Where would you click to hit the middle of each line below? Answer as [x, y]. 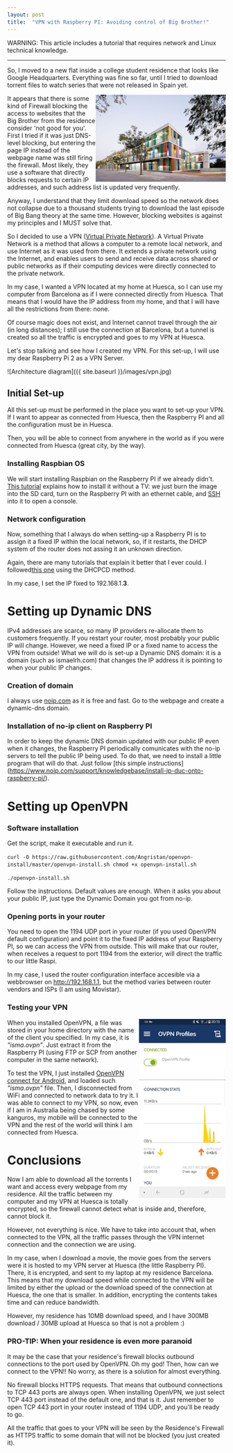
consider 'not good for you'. [47, 128]
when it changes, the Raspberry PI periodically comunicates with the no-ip [114, 748]
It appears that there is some [48, 98]
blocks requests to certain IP [48, 179]
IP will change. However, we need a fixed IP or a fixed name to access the [113, 645]
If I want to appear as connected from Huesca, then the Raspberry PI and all [116, 417]
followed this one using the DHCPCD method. [71, 570]
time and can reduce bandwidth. [54, 1302]
